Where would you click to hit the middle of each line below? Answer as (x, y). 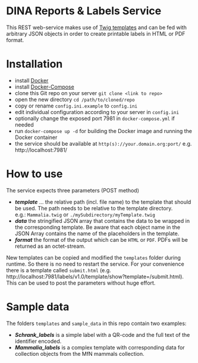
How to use (34, 174)
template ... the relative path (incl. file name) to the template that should (103, 202)
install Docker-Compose (44, 87)
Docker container (36, 137)
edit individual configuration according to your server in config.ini (97, 112)
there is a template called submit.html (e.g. (59, 270)
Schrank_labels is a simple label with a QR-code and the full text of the (102, 334)
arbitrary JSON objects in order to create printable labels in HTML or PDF (96, 33)
